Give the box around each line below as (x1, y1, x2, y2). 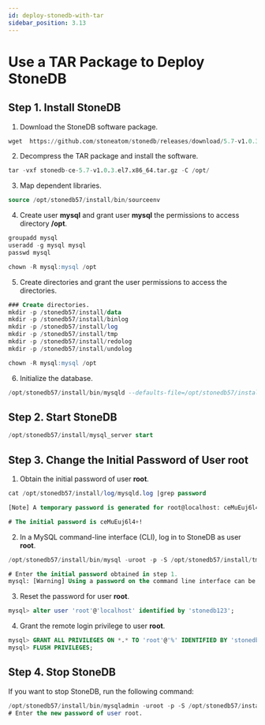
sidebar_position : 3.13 (8, 19, 87, 27)
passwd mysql (8, 249, 51, 256)
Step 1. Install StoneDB (8, 101, 121, 114)
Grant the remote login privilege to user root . (19, 621, 166, 631)
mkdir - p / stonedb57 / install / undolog (8, 345, 132, 353)
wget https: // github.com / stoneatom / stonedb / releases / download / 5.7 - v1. (8, 137, 248, 145)
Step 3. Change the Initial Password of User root (8, 453, 248, 466)
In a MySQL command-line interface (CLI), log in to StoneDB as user (19, 532, 242, 541)
